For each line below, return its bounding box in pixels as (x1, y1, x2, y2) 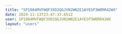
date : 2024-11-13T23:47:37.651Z (5, 12, 73, 17)
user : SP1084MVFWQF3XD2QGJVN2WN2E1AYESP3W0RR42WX (5, 16, 111, 21)
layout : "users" (5, 21, 39, 26)
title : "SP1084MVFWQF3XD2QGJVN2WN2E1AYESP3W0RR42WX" (5, 7, 118, 12)
